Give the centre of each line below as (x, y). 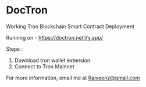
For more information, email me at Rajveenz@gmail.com (73, 78)
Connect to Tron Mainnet (44, 66)
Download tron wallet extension (52, 60)
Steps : (15, 49)
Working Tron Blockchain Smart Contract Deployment (70, 26)
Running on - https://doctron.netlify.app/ (55, 37)
